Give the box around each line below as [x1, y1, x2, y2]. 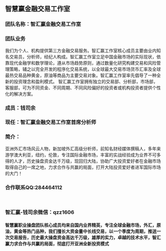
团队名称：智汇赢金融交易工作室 [5, 21, 82, 28]
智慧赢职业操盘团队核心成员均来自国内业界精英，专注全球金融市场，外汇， [5, 222, 157, 228]
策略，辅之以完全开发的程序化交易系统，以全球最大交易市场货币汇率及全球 [9, 66, 161, 72]
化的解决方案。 [5, 91, 36, 97]
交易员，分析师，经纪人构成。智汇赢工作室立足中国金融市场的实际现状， [9, 53, 157, 59]
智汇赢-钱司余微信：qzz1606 [5, 208, 75, 215]
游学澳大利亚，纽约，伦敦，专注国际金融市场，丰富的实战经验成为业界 [5, 151, 148, 157]
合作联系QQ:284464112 [5, 184, 63, 191]
